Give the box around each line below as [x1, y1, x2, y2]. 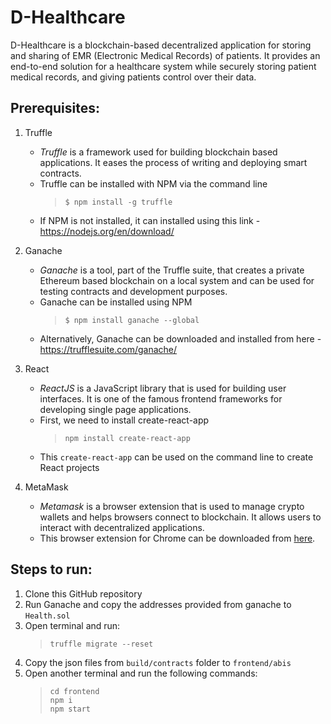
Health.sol [24, 611, 71, 621]
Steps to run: [10, 561, 93, 578]
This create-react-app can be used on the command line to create [39, 451, 314, 463]
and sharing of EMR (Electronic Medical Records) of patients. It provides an [10, 49, 321, 61]
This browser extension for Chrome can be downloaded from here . [39, 532, 316, 544]
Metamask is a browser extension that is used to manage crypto [39, 500, 305, 512]
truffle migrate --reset [49, 639, 154, 649]
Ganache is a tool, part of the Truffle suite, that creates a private [39, 264, 305, 276]
